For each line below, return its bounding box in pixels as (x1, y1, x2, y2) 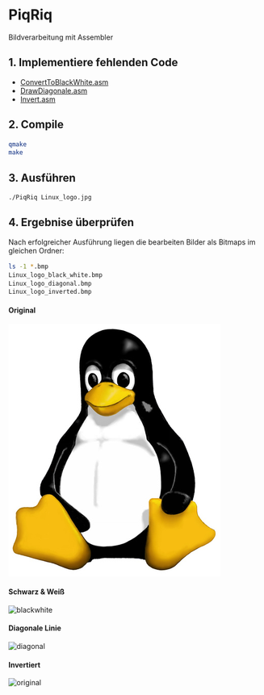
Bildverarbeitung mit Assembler (8, 32, 114, 42)
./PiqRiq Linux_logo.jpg (8, 194, 92, 202)
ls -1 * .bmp (8, 262, 48, 270)
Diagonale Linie (8, 623, 62, 633)
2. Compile (8, 118, 65, 132)
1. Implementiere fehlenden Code (8, 56, 178, 69)
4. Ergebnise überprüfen (8, 216, 135, 229)
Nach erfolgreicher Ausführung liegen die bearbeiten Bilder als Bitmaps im (8, 237, 256, 247)
